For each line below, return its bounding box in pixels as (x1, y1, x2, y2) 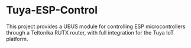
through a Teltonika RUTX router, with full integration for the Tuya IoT (6, 29, 174, 36)
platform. (6, 35, 28, 42)
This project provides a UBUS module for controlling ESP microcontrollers (6, 23, 186, 30)
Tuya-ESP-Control (6, 4, 98, 17)
